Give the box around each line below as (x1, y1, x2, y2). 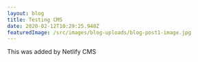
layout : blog (7, 10, 45, 17)
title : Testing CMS (7, 16, 63, 23)
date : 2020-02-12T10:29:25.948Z (7, 22, 99, 29)
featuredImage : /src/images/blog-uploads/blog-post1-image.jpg (7, 29, 192, 36)
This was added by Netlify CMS (7, 48, 97, 56)
